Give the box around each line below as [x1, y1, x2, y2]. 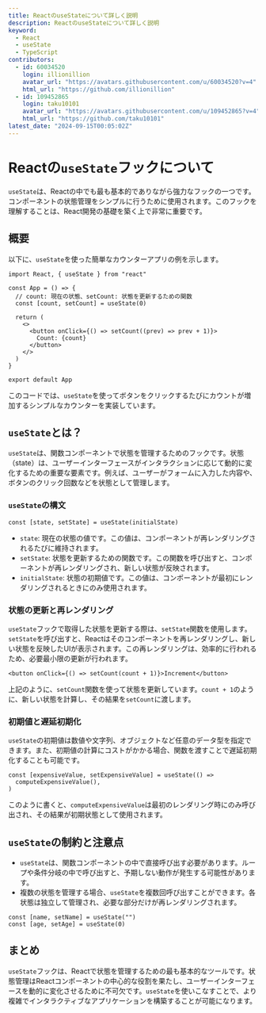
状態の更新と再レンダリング [8, 604, 114, 615]
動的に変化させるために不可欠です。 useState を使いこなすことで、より [28, 986, 257, 996]
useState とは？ [8, 426, 82, 439]
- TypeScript [15, 48, 59, 56]
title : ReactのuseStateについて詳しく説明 [8, 11, 139, 20]
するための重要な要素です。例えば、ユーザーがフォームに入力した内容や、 [14, 468, 257, 478]
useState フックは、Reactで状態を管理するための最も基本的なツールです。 [8, 966, 249, 976]
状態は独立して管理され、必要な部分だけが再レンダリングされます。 [19, 897, 241, 908]
